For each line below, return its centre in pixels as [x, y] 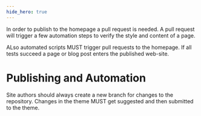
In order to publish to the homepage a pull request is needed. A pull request [100, 29]
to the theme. [23, 108]
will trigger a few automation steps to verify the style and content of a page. [101, 35]
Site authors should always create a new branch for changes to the [90, 95]
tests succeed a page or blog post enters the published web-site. [88, 53]
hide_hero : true [27, 12]
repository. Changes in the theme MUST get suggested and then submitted [100, 101]
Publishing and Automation [76, 78]
